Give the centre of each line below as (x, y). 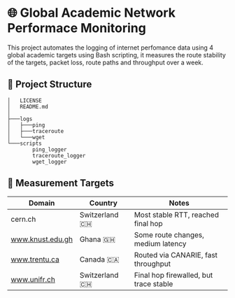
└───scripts (24, 143)
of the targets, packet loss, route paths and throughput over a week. (106, 62)
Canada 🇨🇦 (99, 259)
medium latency (160, 243)
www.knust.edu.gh (42, 239)
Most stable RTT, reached (176, 215)
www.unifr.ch (33, 279)
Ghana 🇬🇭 (97, 239)
